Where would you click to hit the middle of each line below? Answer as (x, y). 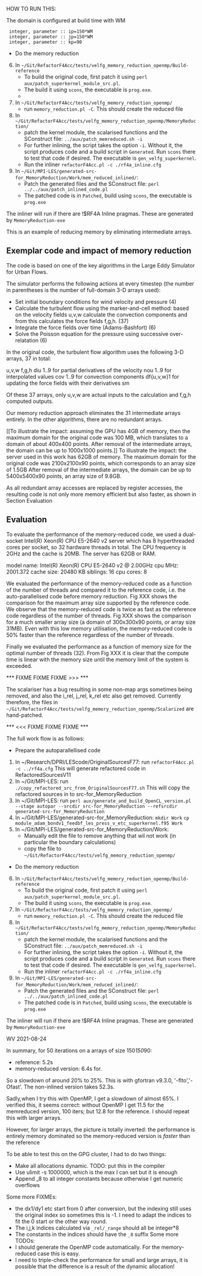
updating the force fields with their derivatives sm (68, 383)
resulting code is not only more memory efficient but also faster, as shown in (101, 494)
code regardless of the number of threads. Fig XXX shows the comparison (99, 615)
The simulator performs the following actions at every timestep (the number (100, 283)
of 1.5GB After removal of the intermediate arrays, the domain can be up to (99, 470)
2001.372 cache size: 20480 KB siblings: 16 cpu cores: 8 (77, 572)
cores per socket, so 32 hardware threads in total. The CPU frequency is (96, 547)
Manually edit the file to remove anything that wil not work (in (100, 836)
